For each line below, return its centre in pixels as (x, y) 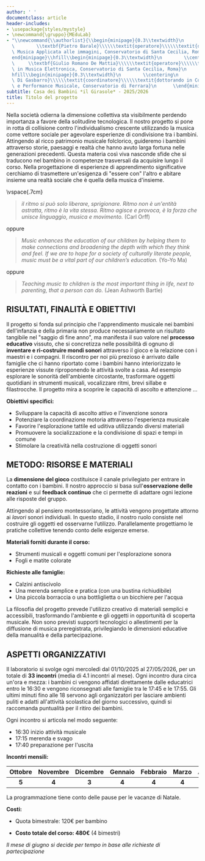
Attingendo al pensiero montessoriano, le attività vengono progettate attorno (103, 511)
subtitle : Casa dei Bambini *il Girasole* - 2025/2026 (77, 92)
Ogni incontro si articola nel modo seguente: (62, 720)
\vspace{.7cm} (25, 192)
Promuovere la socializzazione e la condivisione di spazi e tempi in (99, 432)
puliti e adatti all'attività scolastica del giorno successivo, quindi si (89, 702)
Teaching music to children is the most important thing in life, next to (107, 284)
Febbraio (154, 772)
